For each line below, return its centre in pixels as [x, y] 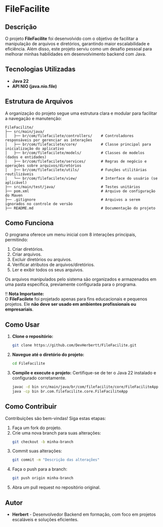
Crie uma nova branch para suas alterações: [56, 433]
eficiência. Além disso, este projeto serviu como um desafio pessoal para [79, 49]
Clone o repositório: [33, 336]
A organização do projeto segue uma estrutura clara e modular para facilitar [81, 113]
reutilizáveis [19, 174]
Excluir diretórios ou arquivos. [42, 260]
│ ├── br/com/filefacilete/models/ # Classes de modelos [75, 153]
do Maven [14, 195]
